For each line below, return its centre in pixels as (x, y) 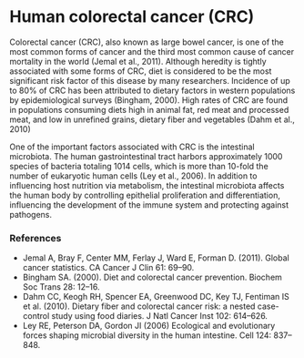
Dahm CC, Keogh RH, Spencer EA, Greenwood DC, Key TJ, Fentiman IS (156, 297)
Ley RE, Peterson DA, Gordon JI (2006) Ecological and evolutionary (149, 326)
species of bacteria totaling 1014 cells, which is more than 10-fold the (139, 166)
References (35, 238)
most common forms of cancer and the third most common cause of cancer (152, 51)
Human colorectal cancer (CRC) (132, 17)
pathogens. (31, 214)
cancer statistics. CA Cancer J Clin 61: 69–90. (108, 268)
